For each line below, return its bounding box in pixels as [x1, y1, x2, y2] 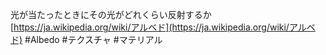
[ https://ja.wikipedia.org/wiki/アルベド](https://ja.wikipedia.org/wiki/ [10, 21, 290, 33]
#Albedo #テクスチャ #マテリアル [24, 34, 163, 45]
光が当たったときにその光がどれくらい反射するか [10, 9, 212, 20]
